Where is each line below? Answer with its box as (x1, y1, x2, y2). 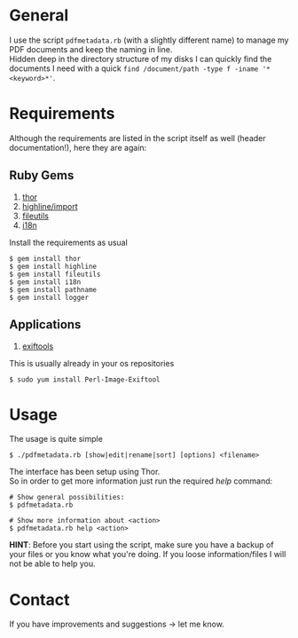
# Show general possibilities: (9, 493, 125, 502)
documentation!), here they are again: (9, 142, 147, 153)
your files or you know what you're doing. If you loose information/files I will (9, 549, 286, 560)
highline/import (21, 201, 78, 211)
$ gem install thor (9, 254, 82, 263)
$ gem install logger (9, 293, 90, 302)
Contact (9, 589, 70, 610)
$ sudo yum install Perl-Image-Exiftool (9, 374, 161, 384)
